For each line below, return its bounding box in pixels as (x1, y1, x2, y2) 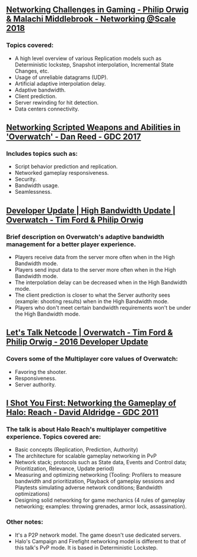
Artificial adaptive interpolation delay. (14, 80, 106, 87)
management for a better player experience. (6, 240, 136, 248)
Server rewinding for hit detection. (14, 99, 99, 106)
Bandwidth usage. (14, 182, 59, 189)
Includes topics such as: (6, 150, 78, 158)
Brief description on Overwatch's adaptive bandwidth (6, 232, 164, 241)
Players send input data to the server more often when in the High (14, 266, 176, 273)
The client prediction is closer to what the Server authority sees (14, 291, 170, 299)
